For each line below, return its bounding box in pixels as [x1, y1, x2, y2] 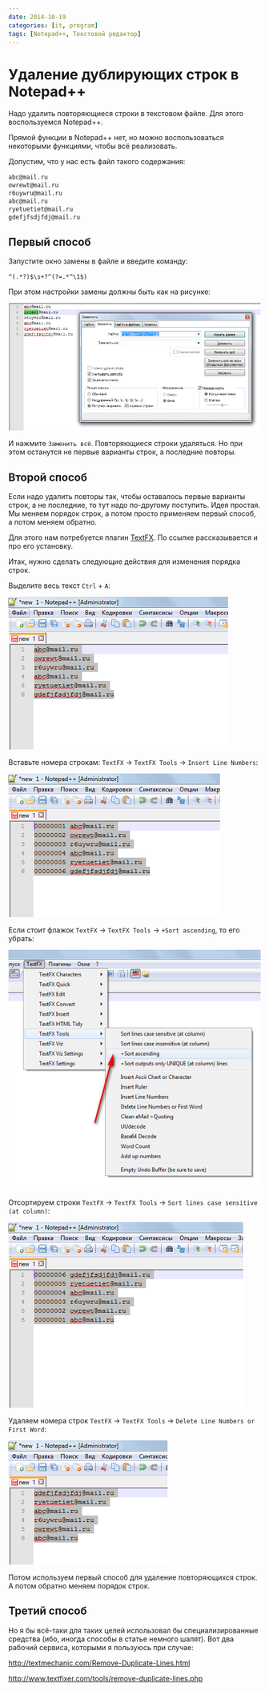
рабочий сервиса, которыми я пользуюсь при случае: [8, 1642, 195, 1652]
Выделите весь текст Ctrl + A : [8, 581, 110, 590]
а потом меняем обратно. [8, 517, 98, 526]
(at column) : [8, 1206, 50, 1215]
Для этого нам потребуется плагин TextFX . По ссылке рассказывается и [8, 533, 258, 542]
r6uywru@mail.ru [8, 189, 62, 198]
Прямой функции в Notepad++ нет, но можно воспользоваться [8, 133, 224, 143]
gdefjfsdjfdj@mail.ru [8, 213, 81, 222]
